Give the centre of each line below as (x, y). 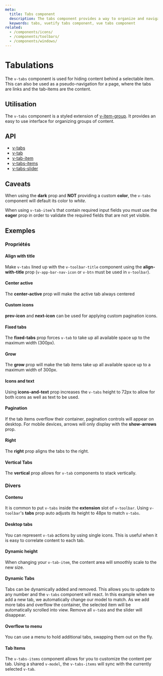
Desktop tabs (19, 524)
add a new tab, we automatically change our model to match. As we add (77, 600)
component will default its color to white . (46, 201)
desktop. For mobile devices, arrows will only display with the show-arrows (81, 424)
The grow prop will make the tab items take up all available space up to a (78, 365)
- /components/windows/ (33, 41)
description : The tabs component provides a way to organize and (77, 18)
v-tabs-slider (25, 169)
